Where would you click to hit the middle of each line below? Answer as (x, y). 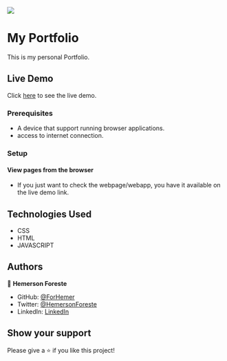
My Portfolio (43, 38)
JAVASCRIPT (35, 245)
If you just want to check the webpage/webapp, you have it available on (119, 185)
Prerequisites (30, 113)
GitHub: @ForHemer (46, 297)
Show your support (49, 333)
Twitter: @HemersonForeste (57, 304)
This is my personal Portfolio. (48, 57)
